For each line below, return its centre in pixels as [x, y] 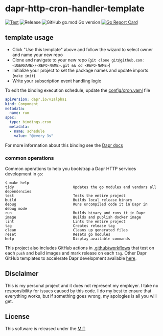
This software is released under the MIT [45, 328]
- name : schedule [27, 131]
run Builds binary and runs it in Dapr [75, 213]
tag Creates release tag [60, 226]
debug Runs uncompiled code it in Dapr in [76, 204]
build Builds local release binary [69, 200]
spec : [11, 118]
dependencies [18, 191]
